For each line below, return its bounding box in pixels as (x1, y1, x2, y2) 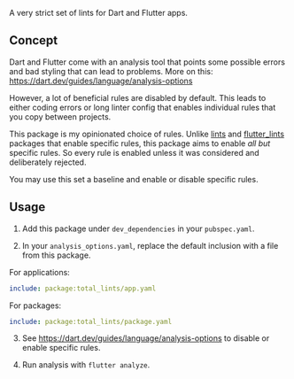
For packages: (9, 300, 62, 311)
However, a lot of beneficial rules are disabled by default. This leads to (9, 92, 267, 103)
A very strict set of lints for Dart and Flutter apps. (9, 8, 189, 18)
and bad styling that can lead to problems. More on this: (9, 66, 213, 76)
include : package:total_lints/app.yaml (9, 283, 157, 293)
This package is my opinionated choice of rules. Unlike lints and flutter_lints (9, 128, 285, 139)
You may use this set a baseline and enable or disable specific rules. (9, 174, 259, 184)
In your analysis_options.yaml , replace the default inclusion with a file (21, 240, 279, 251)
